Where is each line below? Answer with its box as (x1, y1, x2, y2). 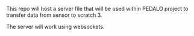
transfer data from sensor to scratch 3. (6, 11, 102, 19)
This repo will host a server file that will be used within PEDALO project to (6, 5, 189, 12)
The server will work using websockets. (6, 23, 105, 30)
